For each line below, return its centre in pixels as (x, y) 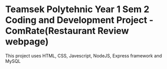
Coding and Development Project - (79, 20)
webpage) (27, 42)
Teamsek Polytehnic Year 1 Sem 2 (77, 9)
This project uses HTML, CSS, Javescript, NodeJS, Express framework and (84, 56)
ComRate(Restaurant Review (67, 31)
